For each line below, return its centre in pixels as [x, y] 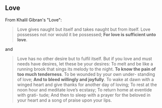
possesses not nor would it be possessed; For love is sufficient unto [86, 34]
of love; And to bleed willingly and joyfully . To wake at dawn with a [85, 79]
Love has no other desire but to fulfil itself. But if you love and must [84, 59]
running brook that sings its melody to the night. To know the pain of [86, 69]
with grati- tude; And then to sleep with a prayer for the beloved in [84, 95]
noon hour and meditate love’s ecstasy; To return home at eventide [84, 89]
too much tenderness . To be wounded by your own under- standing [86, 74]
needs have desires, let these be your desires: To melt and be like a [85, 64]
